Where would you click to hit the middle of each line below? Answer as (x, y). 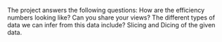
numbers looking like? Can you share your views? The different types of (111, 17)
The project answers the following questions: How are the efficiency (106, 10)
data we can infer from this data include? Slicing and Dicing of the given (111, 25)
